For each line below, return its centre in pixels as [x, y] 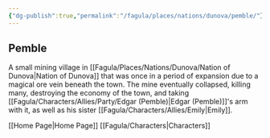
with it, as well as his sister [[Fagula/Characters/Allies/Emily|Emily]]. [121, 110]
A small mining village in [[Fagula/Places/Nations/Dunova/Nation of [119, 67]
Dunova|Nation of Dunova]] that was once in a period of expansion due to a [133, 76]
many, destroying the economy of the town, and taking [99, 93]
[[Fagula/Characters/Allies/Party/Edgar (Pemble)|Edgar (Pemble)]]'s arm [128, 102]
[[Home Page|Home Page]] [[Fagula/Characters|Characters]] [109, 126]
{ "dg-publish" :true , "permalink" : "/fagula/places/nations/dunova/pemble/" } [136, 16]
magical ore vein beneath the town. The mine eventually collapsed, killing [130, 84]
